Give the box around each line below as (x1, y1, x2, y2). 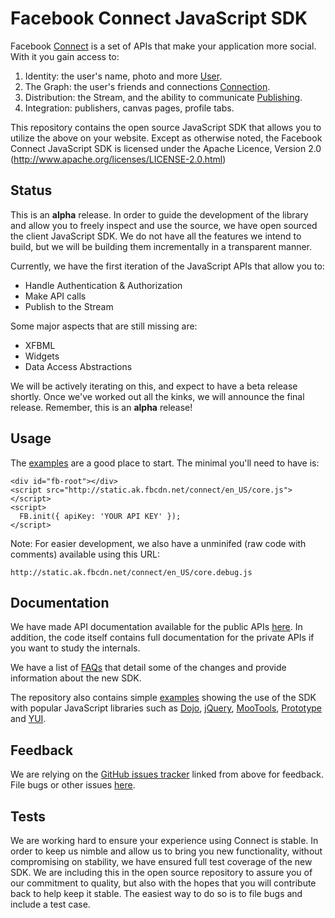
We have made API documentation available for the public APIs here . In (10, 621, 303, 633)
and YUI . (10, 713, 47, 725)
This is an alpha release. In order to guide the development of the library (10, 208, 309, 221)
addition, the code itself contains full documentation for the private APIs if (10, 632, 315, 644)
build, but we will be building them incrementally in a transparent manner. (10, 240, 313, 252)
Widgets (24, 350, 60, 362)
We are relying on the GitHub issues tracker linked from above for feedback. (10, 768, 324, 781)
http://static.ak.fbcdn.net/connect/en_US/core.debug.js (10, 567, 253, 577)
